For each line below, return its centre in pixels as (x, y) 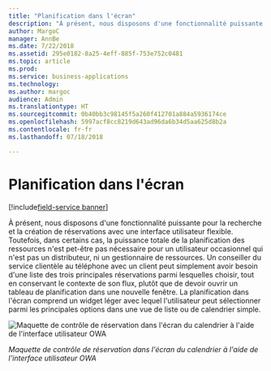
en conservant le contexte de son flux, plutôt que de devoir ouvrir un (123, 283)
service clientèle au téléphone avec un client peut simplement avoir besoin (133, 266)
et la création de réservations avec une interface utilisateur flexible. (121, 231)
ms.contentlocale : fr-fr (50, 129)
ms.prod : (23, 69)
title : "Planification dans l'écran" (72, 16)
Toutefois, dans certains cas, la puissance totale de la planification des (127, 240)
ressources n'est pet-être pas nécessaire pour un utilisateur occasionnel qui (136, 248)
